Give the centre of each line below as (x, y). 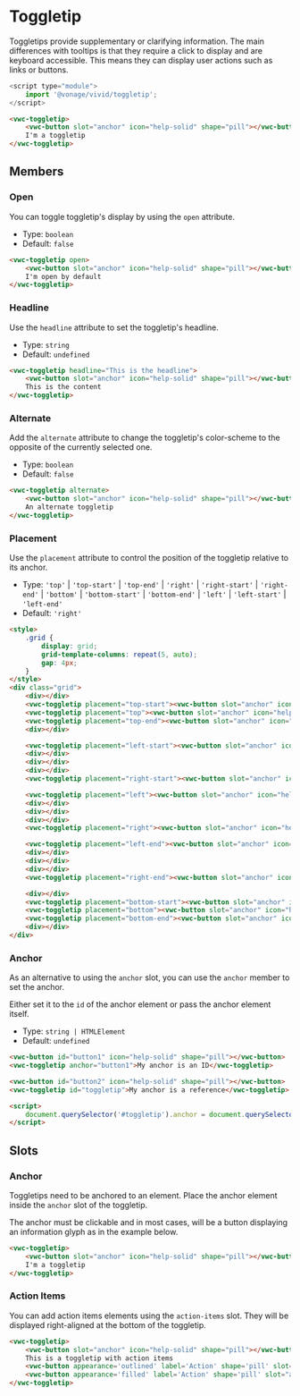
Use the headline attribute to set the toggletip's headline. (114, 327)
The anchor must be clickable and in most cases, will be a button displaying (149, 1222)
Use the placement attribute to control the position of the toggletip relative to (149, 558)
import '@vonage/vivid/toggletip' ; (92, 94)
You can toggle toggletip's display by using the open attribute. (122, 216)
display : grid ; (70, 646)
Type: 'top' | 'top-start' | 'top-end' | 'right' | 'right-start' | (140, 585)
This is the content (63, 387)
